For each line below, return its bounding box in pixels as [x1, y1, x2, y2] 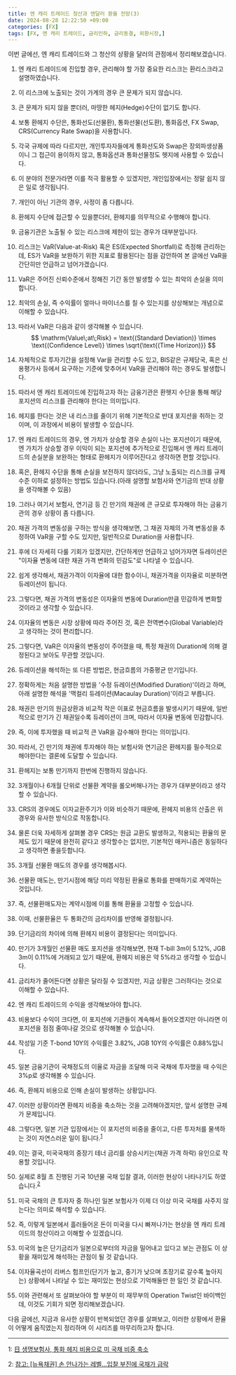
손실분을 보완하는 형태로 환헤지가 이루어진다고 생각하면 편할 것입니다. [31, 453, 221, 461]
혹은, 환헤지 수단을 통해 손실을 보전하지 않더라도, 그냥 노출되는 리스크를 [18, 467, 213, 477]
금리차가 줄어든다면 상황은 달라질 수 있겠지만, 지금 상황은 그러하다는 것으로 [18, 977, 223, 985]
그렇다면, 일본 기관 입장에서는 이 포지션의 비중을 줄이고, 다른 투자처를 [18, 1125, 207, 1133]
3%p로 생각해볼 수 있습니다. [18, 1072, 96, 1080]
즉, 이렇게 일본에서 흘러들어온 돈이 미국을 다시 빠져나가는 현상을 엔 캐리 [18, 1220, 213, 1229]
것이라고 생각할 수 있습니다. [18, 603, 94, 612]
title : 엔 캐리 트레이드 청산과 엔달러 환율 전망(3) [8, 10, 140, 18]
